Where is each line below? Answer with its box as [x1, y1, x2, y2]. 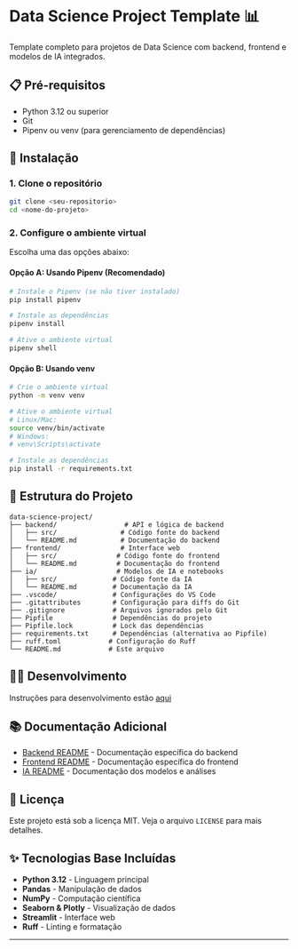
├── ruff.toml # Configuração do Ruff [9, 636, 197, 646]
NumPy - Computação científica [21, 893, 141, 904]
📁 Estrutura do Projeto [9, 489, 133, 504]
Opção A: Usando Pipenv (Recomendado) [9, 267, 166, 278]
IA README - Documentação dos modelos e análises [21, 766, 216, 777]
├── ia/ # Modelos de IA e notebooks [9, 567, 224, 576]
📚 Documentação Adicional [9, 720, 167, 735]
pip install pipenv [9, 295, 82, 304]
